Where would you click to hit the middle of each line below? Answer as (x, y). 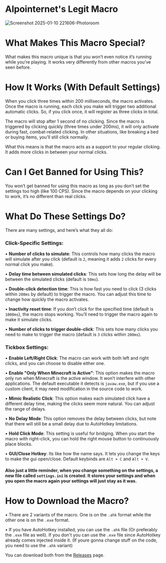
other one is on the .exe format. (37, 520)
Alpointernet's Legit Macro (61, 9)
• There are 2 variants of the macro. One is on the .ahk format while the (78, 514)
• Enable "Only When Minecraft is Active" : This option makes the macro (80, 373)
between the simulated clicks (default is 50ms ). (52, 279)
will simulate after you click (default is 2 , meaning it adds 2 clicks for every (81, 259)
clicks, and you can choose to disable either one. (55, 363)
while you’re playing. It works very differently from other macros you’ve (78, 62)
